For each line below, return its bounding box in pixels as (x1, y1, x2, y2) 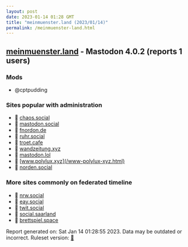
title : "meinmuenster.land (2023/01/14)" (6, 19, 109, 25)
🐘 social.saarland (14, 210, 57, 217)
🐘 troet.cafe (14, 139, 43, 146)
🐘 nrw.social (14, 192, 44, 199)
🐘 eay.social (14, 198, 44, 205)
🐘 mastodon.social (14, 120, 60, 127)
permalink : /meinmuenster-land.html (6, 25, 95, 31)
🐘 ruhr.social (14, 133, 45, 140)
